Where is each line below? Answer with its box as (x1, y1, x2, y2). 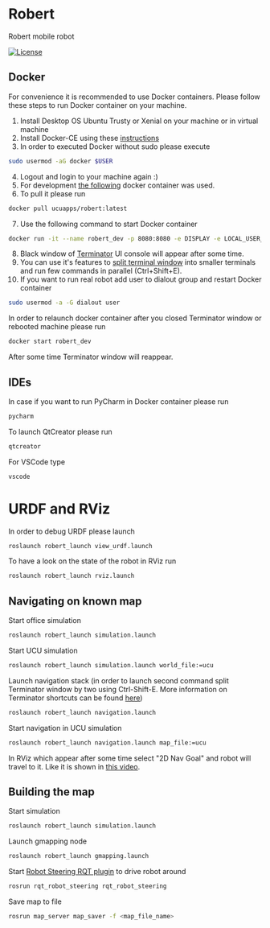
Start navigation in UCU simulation (8, 723, 122, 732)
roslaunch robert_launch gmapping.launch (8, 852, 149, 860)
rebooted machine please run (8, 322, 106, 332)
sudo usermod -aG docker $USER (8, 157, 113, 165)
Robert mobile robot (8, 31, 75, 41)
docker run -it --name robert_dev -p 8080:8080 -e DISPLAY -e (8, 234, 221, 242)
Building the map (8, 785, 95, 798)
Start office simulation (8, 616, 82, 625)
